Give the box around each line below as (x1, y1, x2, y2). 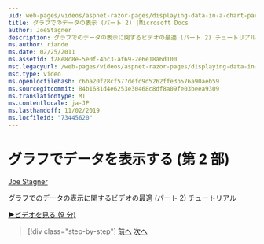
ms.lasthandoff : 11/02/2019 (8, 107, 101, 115)
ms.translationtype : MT (8, 92, 86, 100)
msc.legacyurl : (8, 63, 58, 71)
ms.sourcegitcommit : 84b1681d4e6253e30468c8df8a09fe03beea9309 (8, 84, 220, 93)
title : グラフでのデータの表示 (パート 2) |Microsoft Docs (8, 19, 189, 27)
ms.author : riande (8, 41, 68, 49)
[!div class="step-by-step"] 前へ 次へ (27, 226, 148, 236)
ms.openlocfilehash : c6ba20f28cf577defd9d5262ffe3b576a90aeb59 (8, 77, 220, 85)
